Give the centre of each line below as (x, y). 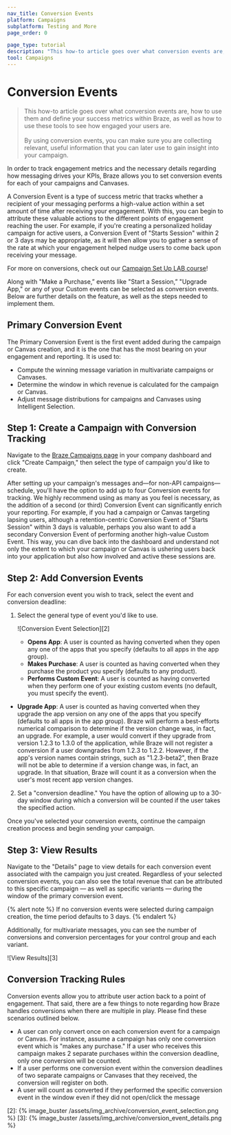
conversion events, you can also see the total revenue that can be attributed (115, 882)
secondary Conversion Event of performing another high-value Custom (108, 534)
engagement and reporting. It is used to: (64, 356)
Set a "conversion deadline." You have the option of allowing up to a (113, 793)
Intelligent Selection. (46, 406)
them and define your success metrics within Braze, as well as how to (123, 118)
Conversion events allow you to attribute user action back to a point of (107, 996)
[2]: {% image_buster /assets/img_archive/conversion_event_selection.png (113, 1110)
